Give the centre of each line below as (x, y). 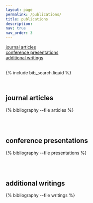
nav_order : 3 (19, 33)
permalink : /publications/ (34, 14)
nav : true (16, 28)
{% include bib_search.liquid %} (39, 73)
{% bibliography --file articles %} (40, 110)
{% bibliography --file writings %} (40, 196)
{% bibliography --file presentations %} (46, 153)
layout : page (19, 10)
